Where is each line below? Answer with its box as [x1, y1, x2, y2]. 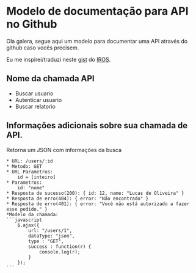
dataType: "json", [28, 233, 75, 239]
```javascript [6, 217, 43, 223]
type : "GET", [28, 238, 64, 244]
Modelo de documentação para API [6, 4, 189, 18]
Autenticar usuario [15, 96, 62, 103]
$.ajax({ [17, 222, 40, 228]
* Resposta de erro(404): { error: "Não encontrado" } [6, 195, 149, 202]
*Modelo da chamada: [6, 211, 59, 217]
